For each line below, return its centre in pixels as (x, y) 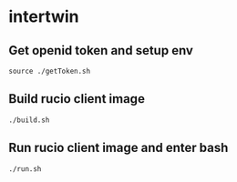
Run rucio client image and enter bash (118, 148)
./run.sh (25, 169)
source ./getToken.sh (50, 71)
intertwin (44, 17)
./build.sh (29, 120)
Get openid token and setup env (101, 51)
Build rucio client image (77, 99)
